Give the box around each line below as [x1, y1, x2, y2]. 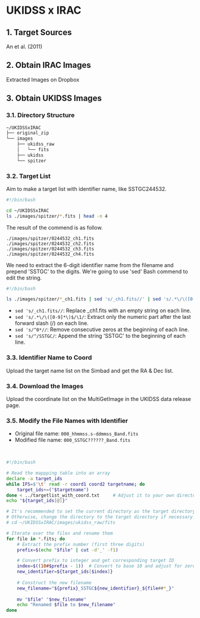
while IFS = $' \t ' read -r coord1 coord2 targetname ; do [6, 481, 145, 487]
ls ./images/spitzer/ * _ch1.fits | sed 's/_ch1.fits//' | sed [6, 296, 161, 302]
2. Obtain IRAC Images [6, 60, 91, 70]
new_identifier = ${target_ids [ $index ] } [17, 569, 113, 575]
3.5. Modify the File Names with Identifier [6, 416, 129, 425]
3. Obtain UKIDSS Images [6, 93, 102, 103]
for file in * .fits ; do [6, 536, 65, 542]
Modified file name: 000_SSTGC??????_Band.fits [14, 437, 131, 444]
